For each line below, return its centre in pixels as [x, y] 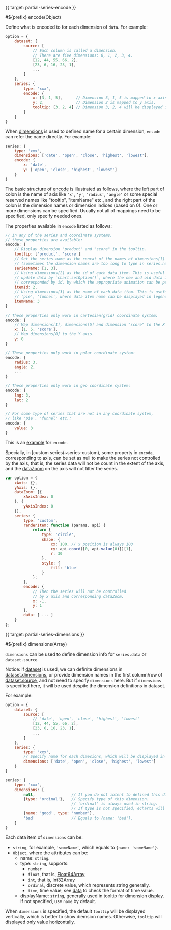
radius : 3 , [26, 362]
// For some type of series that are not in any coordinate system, [79, 414]
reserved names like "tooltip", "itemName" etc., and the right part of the [80, 200]
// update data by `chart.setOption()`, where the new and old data [89, 278]
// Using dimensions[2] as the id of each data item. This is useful [90, 273]
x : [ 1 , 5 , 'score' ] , [36, 330]
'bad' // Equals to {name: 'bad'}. [78, 818]
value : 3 [24, 428]
